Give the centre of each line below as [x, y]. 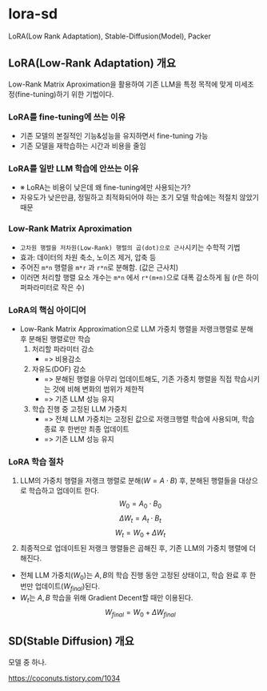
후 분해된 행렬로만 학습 [55, 339]
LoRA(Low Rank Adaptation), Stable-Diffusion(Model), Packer [110, 36]
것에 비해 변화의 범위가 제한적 [98, 388]
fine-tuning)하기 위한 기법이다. [66, 94]
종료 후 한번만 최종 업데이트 [86, 428]
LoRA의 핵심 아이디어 [47, 310]
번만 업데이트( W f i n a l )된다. [60, 587]
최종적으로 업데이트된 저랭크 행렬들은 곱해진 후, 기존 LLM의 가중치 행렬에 [133, 548]
